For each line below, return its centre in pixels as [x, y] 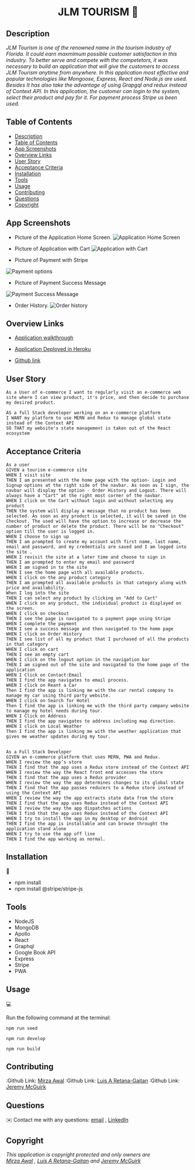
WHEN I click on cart [32, 650]
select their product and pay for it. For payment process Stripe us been [92, 97]
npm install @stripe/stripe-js [48, 888]
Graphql [24, 946]
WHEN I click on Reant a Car [41, 685]
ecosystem [18, 434]
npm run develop [26, 1038]
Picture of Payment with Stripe [51, 260]
